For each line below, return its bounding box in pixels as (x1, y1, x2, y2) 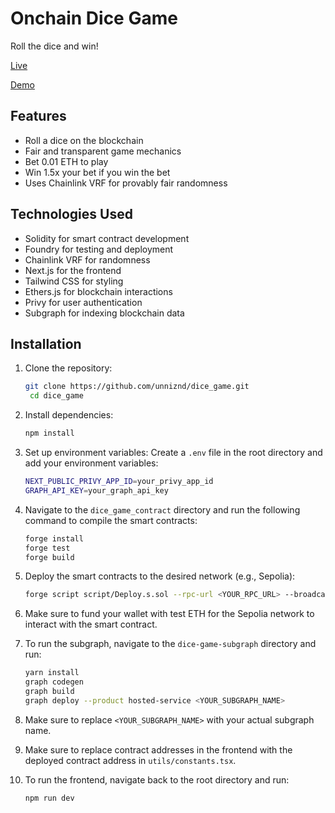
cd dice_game (29, 391, 84, 401)
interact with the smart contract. (24, 618, 158, 631)
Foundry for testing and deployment (24, 243, 174, 255)
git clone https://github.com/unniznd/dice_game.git (24, 382, 250, 392)
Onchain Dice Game (10, 7, 178, 30)
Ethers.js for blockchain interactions (24, 285, 173, 297)
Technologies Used (10, 206, 133, 223)
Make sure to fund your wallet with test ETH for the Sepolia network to (24, 608, 315, 620)
